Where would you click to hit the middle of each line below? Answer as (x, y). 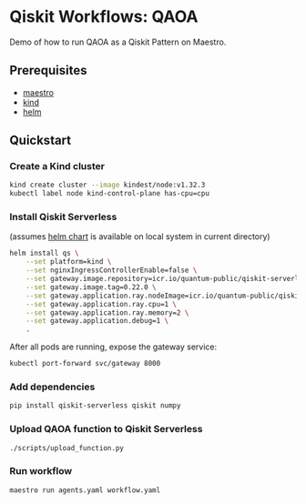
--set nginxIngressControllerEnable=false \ (112, 270)
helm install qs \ (44, 253)
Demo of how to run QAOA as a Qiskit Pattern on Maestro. (118, 42)
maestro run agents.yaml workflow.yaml (85, 490)
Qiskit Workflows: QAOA (104, 17)
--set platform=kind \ (69, 262)
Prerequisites (48, 71)
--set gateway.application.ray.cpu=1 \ (102, 304)
